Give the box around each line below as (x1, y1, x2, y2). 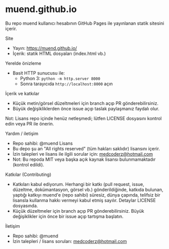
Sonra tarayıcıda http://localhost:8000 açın (20, 81, 113, 87)
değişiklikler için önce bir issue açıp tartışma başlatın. (12, 213, 124, 219)
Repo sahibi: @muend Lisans (12, 140, 73, 146)
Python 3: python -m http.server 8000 (20, 75, 100, 81)
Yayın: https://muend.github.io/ (12, 45, 77, 51)
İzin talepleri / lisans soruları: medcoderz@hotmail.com (12, 238, 127, 244)
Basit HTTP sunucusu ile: (12, 70, 65, 76)
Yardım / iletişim (5, 130, 39, 137)
